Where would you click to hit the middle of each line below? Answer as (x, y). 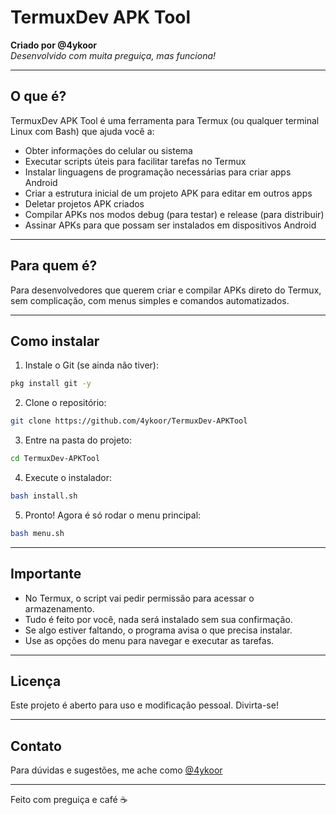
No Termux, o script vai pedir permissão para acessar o (139, 598)
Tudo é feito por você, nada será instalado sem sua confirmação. (158, 619)
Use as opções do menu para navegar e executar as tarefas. (149, 640)
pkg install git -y (51, 384)
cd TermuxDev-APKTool (55, 459)
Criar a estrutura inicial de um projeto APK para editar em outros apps (168, 193)
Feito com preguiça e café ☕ (69, 800)
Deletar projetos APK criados (84, 203)
